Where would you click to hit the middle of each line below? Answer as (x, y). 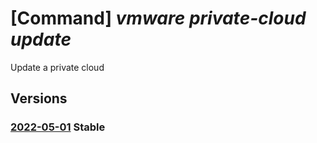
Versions (39, 98)
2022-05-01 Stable (58, 127)
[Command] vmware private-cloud (158, 18)
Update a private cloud (57, 67)
